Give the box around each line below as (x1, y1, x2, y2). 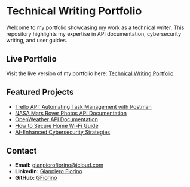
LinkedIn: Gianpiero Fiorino (14, 168, 82, 175)
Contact (6, 145, 37, 156)
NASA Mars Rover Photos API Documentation (14, 109, 127, 117)
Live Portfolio (6, 54, 57, 64)
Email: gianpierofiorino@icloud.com (14, 161, 103, 168)
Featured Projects (6, 87, 74, 97)
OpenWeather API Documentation (14, 115, 99, 123)
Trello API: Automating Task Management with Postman (14, 103, 152, 110)
